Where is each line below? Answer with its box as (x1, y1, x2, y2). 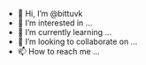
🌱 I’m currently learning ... (17, 27, 112, 37)
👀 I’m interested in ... (17, 18, 93, 28)
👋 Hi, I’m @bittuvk (17, 9, 83, 18)
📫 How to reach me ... (17, 47, 100, 56)
